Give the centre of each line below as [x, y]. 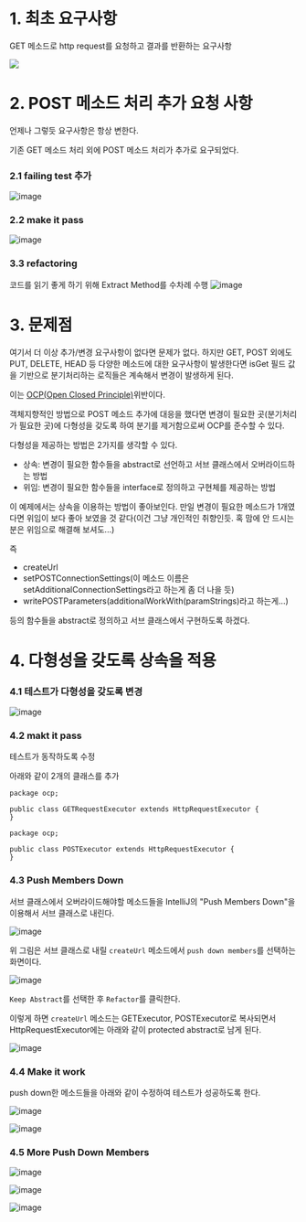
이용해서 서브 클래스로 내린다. [62, 913]
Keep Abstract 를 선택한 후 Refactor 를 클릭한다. [95, 999]
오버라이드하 [273, 464]
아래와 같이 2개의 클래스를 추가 [64, 776]
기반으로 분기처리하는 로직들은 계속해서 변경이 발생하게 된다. [127, 375]
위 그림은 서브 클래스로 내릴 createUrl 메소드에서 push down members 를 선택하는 [153, 950]
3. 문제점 [41, 325]
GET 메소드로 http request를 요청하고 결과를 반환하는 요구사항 [121, 46]
